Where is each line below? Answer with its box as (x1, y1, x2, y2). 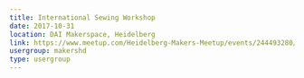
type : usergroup (9, 55, 71, 64)
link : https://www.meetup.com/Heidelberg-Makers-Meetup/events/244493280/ (9, 38, 298, 48)
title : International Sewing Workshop (9, 13, 156, 22)
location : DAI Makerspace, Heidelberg (9, 30, 156, 39)
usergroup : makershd (9, 47, 88, 56)
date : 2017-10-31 (9, 22, 75, 30)
